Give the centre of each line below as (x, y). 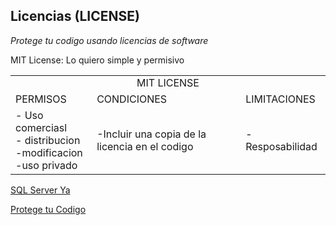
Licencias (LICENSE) (75, 16)
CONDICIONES (132, 99)
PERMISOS (41, 99)
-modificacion (49, 153)
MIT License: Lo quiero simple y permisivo (97, 60)
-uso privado (46, 166)
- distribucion (48, 141)
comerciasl (41, 128)
